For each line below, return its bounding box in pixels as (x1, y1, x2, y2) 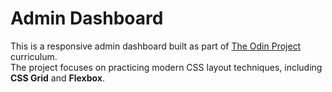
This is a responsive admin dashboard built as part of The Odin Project (10, 40, 302, 52)
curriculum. (10, 50, 58, 62)
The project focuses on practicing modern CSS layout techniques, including (10, 61, 323, 73)
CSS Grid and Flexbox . (10, 72, 105, 84)
